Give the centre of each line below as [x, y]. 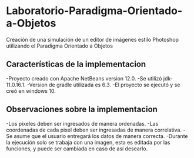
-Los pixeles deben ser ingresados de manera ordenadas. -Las [82, 123]
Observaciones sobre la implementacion [82, 110]
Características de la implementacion [76, 64]
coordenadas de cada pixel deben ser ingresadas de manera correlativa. [94, 130]
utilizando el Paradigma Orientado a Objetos [60, 46]
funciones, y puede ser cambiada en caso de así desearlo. [77, 149]
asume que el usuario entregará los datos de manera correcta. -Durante [101, 136]
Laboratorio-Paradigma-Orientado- [94, 11]
